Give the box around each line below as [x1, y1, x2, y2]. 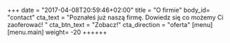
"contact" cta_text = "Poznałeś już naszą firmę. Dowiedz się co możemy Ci [7, 13, 224, 21]
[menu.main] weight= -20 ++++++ [7, 28, 107, 36]
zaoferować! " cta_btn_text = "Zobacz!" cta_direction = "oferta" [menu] [7, 21, 213, 28]
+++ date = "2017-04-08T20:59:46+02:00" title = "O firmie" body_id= [7, 6, 210, 14]
